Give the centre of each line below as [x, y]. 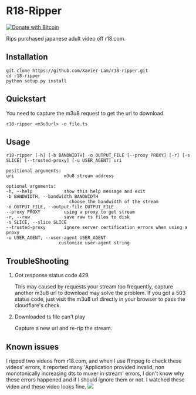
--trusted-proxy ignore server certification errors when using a [97, 228]
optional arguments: [31, 187]
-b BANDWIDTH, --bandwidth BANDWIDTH [52, 197]
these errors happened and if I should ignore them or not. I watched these [95, 380]
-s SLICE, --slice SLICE [36, 223]
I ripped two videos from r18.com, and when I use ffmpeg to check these [94, 361]
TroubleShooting [38, 261]
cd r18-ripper [23, 76]
